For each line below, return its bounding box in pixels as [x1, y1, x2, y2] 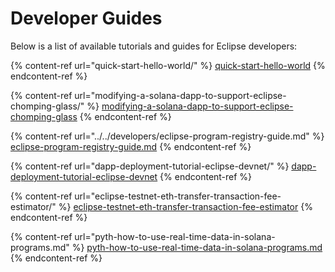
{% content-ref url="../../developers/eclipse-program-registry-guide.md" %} [10, 130, 325, 142]
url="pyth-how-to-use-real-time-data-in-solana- [74, 230, 276, 242]
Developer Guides [10, 7, 163, 30]
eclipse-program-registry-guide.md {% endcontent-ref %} [10, 140, 252, 152]
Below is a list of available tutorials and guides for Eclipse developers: [10, 40, 298, 52]
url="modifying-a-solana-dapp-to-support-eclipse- [74, 89, 287, 101]
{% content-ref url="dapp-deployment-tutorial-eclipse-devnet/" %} [10, 160, 290, 172]
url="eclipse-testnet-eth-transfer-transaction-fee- [74, 190, 282, 202]
